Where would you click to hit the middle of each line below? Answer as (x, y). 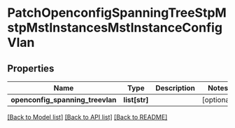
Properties (31, 68)
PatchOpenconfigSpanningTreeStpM (117, 13)
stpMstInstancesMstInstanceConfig (115, 28)
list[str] (136, 100)
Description (175, 88)
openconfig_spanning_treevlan (64, 100)
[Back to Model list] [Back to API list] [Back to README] (87, 117)
